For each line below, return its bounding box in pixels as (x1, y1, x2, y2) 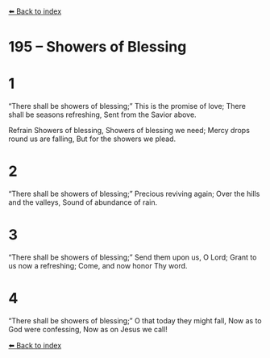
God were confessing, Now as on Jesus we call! (8, 324, 168, 334)
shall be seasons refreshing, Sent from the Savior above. (8, 110, 197, 119)
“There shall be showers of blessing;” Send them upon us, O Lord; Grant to (8, 252, 257, 262)
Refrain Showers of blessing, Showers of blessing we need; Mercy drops (8, 126, 250, 135)
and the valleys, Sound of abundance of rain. (8, 198, 158, 207)
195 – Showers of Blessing (8, 38, 187, 56)
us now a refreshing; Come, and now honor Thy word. (8, 261, 188, 270)
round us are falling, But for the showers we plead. (8, 134, 177, 144)
